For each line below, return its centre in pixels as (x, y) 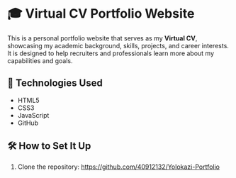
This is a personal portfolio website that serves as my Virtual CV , (102, 38)
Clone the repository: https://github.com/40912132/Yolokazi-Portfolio (118, 167)
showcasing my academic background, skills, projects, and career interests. (118, 45)
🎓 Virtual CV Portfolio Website (101, 14)
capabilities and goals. (40, 60)
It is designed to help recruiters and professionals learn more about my (111, 53)
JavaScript (33, 115)
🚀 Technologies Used (55, 83)
